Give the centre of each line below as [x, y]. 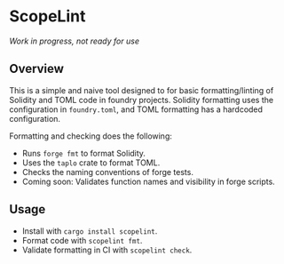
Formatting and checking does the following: [91, 136]
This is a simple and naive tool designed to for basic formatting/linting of [142, 90]
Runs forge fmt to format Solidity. [84, 153]
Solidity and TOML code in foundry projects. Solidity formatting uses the [141, 100]
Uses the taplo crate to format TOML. [91, 163]
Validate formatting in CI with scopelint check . [107, 250]
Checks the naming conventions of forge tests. [107, 172]
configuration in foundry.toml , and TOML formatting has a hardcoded [136, 109]
